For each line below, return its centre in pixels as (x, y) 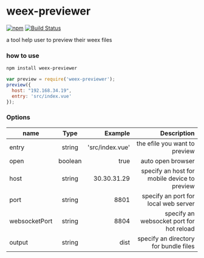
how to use (23, 55)
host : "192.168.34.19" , (42, 90)
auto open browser (168, 161)
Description (177, 133)
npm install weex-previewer (42, 68)
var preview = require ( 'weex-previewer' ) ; (61, 79)
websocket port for (168, 221)
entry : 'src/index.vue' (42, 96)
